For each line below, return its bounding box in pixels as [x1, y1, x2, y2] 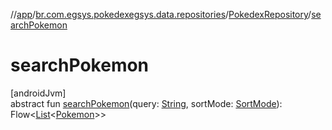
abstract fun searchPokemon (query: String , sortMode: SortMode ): [10, 97, 283, 109]
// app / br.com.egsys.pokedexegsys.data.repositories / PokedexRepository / [10, 9, 312, 20]
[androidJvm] [10, 87, 67, 99]
